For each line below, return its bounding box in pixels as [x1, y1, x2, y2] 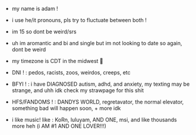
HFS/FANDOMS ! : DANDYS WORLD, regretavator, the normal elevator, [11, 98, 184, 105]
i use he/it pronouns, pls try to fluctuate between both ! [11, 17, 147, 23]
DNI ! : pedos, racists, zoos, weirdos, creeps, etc [11, 69, 131, 76]
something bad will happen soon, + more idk [11, 105, 121, 112]
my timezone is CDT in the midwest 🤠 [11, 58, 103, 64]
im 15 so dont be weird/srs [11, 28, 77, 35]
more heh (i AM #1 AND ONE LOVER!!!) [11, 123, 107, 130]
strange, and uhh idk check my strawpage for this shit [11, 87, 144, 94]
